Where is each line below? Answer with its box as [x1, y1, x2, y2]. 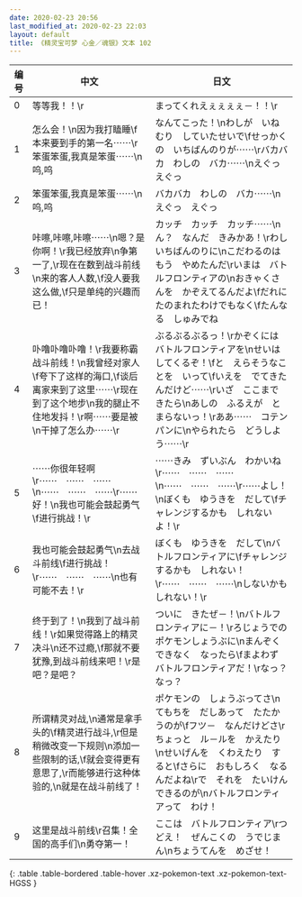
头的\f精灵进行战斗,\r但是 [31, 727, 138, 739]
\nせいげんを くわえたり [155, 746, 263, 759]
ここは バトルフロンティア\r [155, 818, 279, 830]
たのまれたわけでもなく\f [155, 299, 262, 312]
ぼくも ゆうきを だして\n [155, 537, 272, 550]
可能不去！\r [31, 584, 84, 597]
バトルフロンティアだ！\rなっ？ [155, 662, 288, 674]
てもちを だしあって [155, 706, 244, 719]
